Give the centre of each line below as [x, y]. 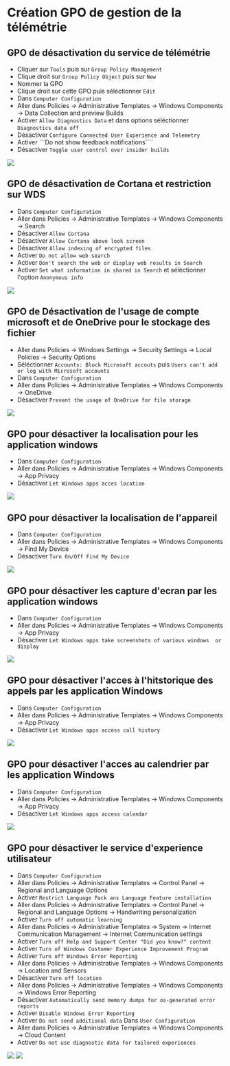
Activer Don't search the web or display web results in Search [110, 262]
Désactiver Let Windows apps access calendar [82, 814]
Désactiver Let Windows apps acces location [81, 483]
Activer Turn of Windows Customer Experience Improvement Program [113, 948]
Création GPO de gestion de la [94, 13]
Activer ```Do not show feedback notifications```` [85, 142]
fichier [22, 333]
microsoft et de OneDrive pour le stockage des [109, 322]
